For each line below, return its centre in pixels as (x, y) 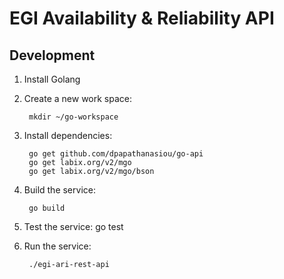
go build (47, 208)
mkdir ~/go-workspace (73, 117)
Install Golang (52, 79)
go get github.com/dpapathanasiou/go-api (116, 154)
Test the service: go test (73, 226)
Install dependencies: (68, 135)
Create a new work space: (78, 98)
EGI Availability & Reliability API (142, 18)
